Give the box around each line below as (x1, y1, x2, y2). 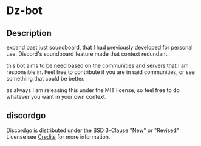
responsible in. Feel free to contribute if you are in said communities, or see (6, 68, 196, 76)
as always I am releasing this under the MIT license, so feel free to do (6, 87, 180, 94)
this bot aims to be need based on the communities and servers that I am (6, 62, 189, 69)
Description (6, 28, 52, 38)
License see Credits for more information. (6, 133, 111, 140)
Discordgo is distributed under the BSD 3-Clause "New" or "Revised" (6, 127, 179, 134)
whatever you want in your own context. (6, 93, 107, 100)
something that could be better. (6, 75, 85, 82)
